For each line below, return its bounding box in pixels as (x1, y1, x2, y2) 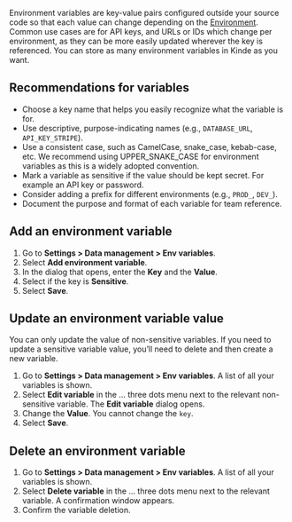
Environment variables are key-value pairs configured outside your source (9, 8, 280, 18)
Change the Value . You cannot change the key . (21, 408, 194, 419)
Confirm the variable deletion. (21, 505, 131, 516)
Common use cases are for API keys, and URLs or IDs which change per (9, 27, 273, 36)
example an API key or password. (21, 179, 144, 190)
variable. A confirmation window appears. (21, 495, 175, 506)
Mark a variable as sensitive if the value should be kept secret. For (21, 170, 265, 180)
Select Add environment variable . (21, 257, 148, 267)
